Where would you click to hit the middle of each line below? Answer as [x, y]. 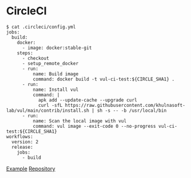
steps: [25, 53]
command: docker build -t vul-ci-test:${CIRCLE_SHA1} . [104, 79]
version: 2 [25, 142]
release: [22, 147]
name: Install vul [56, 90]
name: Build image [56, 74]
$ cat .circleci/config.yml [41, 27]
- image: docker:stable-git [57, 48]
